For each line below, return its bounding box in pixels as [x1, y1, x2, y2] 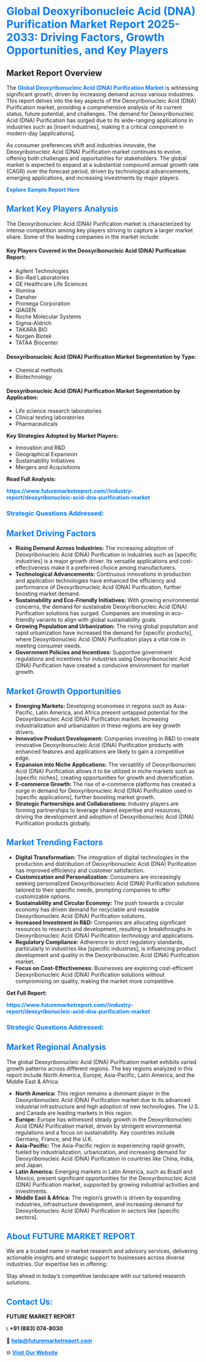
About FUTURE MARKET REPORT [6, 1231, 136, 1241]
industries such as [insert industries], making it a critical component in [6, 123, 184, 130]
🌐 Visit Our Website [6, 1349, 58, 1356]
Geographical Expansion [15, 451, 78, 458]
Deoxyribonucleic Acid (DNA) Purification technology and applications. [15, 932, 195, 939]
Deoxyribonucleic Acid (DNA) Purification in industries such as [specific [15, 551, 197, 559]
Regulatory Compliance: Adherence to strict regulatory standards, [15, 938, 185, 946]
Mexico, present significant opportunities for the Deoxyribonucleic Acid [15, 1174, 196, 1182]
